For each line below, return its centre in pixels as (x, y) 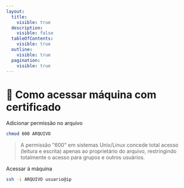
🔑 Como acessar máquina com (81, 95)
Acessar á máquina (29, 169)
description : (27, 28)
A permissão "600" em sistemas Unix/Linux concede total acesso (99, 145)
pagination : (26, 60)
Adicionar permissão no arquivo (44, 123)
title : (19, 17)
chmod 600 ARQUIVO (28, 134)
